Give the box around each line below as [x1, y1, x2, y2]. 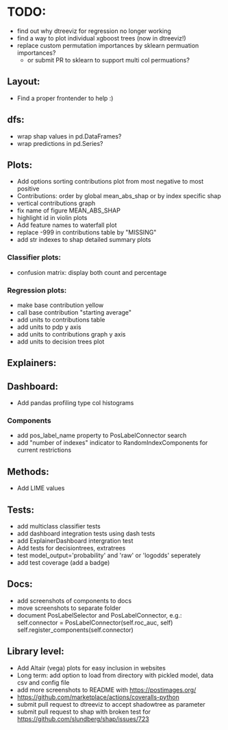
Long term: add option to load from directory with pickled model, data [16, 671, 214, 679]
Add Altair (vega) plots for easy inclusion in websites [16, 664, 166, 672]
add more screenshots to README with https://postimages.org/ [16, 685, 197, 694]
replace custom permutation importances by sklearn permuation [16, 41, 199, 49]
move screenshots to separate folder [16, 604, 121, 612]
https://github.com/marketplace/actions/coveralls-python [16, 693, 179, 701]
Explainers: [7, 357, 57, 369]
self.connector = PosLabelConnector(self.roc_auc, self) [16, 618, 173, 626]
